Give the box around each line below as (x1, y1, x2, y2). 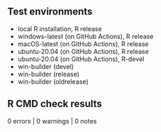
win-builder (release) (17, 70, 80, 78)
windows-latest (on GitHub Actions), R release (17, 32, 154, 40)
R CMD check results (7, 98, 103, 110)
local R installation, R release (17, 24, 102, 33)
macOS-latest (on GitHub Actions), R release (17, 39, 149, 48)
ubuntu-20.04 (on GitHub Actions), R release (17, 47, 150, 55)
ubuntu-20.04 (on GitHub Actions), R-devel (17, 55, 145, 63)
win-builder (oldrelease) (17, 77, 89, 86)
